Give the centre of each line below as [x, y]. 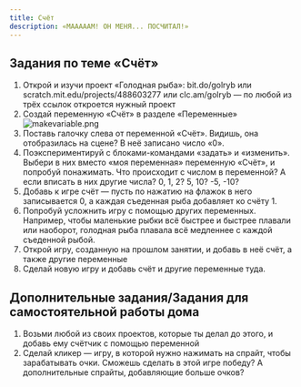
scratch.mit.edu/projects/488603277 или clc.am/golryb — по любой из [157, 95]
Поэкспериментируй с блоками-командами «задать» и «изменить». [156, 153]
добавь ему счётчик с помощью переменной [111, 343]
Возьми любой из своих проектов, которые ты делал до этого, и [148, 334]
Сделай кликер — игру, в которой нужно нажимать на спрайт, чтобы [156, 353]
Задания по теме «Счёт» [84, 63]
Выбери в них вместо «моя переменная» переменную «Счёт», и [149, 163]
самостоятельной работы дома [105, 312]
